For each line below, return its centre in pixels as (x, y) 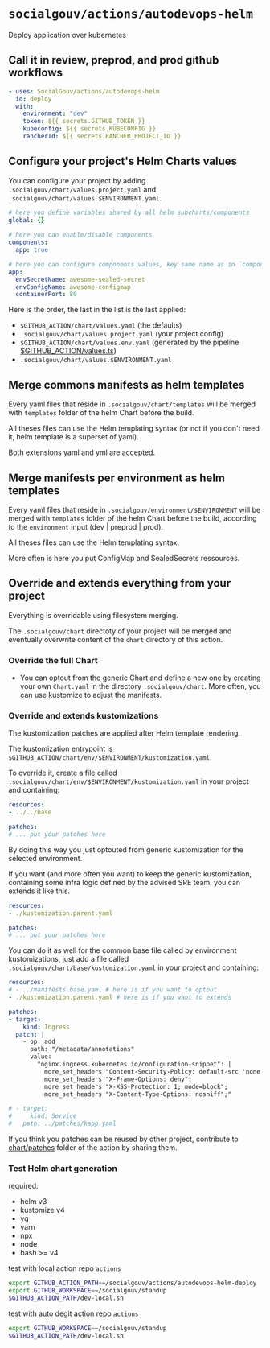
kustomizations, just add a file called (69, 959)
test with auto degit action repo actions (74, 1313)
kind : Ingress (46, 1027)
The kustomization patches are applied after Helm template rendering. (125, 733)
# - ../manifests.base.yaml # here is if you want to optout (113, 990)
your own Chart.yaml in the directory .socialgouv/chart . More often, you (140, 686)
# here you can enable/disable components (80, 235)
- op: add (39, 1042)
